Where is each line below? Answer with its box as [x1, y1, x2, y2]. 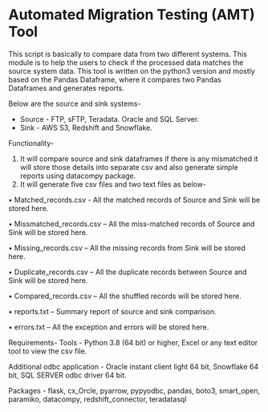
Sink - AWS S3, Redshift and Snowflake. [19, 123, 152, 132]
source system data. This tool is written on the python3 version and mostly [8, 66, 255, 75]
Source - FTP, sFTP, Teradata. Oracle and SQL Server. [19, 114, 200, 123]
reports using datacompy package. [19, 171, 136, 180]
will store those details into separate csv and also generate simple [19, 162, 238, 172]
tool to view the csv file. [8, 346, 87, 356]
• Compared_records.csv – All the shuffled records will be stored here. [8, 291, 242, 301]
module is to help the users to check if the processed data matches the [8, 58, 244, 67]
